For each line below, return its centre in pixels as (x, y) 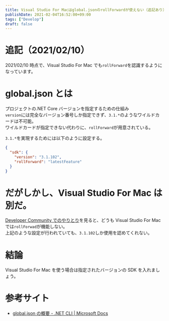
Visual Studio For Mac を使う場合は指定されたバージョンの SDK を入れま (80, 270)
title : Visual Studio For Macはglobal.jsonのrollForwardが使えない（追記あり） (86, 10)
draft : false (19, 24)
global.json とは (39, 94)
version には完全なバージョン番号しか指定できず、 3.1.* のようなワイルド (80, 115)
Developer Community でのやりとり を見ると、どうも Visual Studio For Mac (83, 220)
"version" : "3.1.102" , (38, 157)
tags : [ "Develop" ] (24, 19)
